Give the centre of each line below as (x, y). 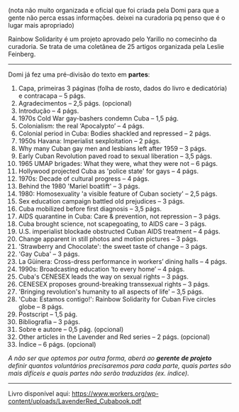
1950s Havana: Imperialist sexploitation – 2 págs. (90, 141)
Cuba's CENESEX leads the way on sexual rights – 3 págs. (103, 277)
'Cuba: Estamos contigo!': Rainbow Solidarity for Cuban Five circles (117, 299)
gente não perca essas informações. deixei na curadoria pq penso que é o (117, 18)
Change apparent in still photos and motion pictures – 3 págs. (108, 239)
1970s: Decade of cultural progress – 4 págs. (84, 179)
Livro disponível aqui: (39, 394)
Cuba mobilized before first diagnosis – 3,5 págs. (90, 209)
